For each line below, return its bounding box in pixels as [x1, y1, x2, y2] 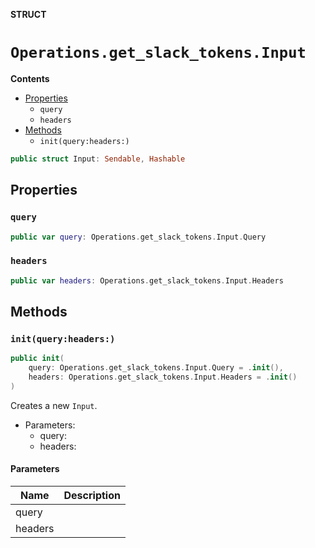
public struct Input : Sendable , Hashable [10, 154, 186, 164]
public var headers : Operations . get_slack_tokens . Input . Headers [10, 275, 284, 286]
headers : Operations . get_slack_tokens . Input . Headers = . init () [28, 372, 298, 382]
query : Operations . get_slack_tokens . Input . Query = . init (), [28, 363, 284, 373]
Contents [10, 72, 50, 84]
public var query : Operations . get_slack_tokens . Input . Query [10, 232, 267, 242]
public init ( [10, 354, 65, 364]
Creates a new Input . [10, 399, 98, 411]
